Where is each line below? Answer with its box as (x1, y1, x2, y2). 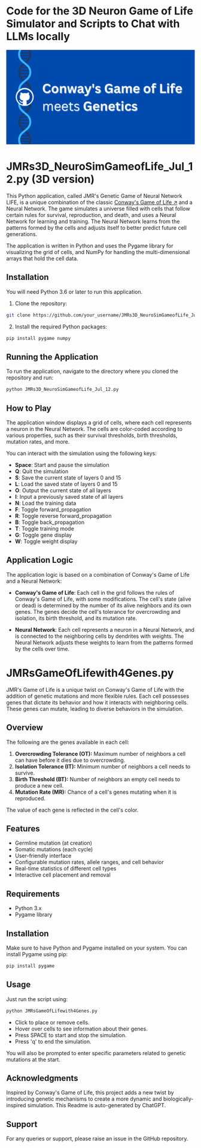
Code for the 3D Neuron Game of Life (6, 4, 193, 18)
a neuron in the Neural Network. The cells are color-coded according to (6, 425, 182, 432)
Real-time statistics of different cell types (14, 865, 117, 872)
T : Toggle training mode (14, 525, 75, 532)
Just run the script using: (6, 995, 68, 1002)
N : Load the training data (14, 499, 77, 507)
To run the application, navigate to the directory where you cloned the (6, 367, 178, 375)
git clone (6, 312, 31, 318)
